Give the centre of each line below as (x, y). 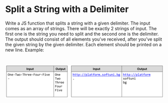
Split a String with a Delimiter (67, 9)
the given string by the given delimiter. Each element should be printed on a (83, 44)
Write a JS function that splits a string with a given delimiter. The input (78, 23)
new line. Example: (25, 50)
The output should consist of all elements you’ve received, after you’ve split (84, 39)
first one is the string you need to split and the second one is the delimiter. (82, 34)
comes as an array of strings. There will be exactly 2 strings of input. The (81, 28)
